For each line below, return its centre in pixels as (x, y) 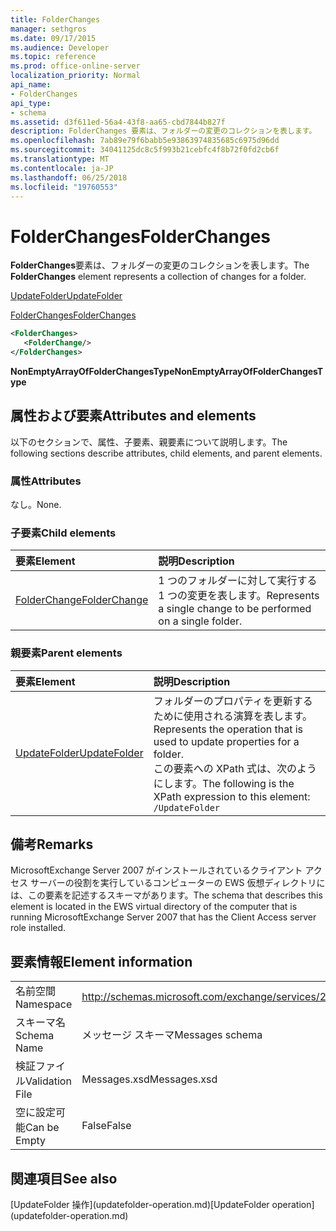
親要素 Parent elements (66, 653)
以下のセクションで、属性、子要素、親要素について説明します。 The (149, 442)
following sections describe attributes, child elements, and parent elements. (166, 453)
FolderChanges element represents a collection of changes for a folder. (158, 277)
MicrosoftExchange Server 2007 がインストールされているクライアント (156, 870)
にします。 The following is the (224, 783)
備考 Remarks (52, 844)
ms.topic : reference (53, 57)
